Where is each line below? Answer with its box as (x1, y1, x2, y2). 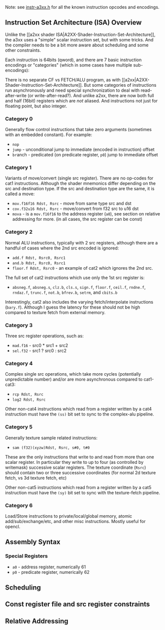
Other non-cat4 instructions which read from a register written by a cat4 (5, 406, 152, 412)
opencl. (5, 524, 21, 529)
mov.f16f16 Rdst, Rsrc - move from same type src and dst (12, 201, 132, 207)
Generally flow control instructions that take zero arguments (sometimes (5, 127, 152, 133)
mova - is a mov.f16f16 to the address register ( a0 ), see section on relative (12, 211, 160, 217)
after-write (5, 92, 27, 98)
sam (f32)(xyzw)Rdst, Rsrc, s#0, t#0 (12, 445, 90, 450)
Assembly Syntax (5, 538, 61, 546)
